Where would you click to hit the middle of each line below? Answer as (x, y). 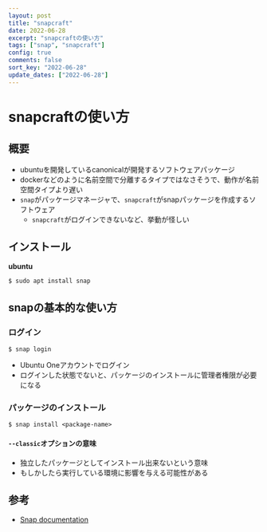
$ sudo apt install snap (49, 281)
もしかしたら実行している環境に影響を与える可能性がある (114, 472)
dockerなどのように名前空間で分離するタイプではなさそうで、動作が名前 (139, 179)
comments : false (35, 61)
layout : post (30, 16)
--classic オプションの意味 (53, 443)
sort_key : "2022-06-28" (48, 68)
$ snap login (30, 349)
